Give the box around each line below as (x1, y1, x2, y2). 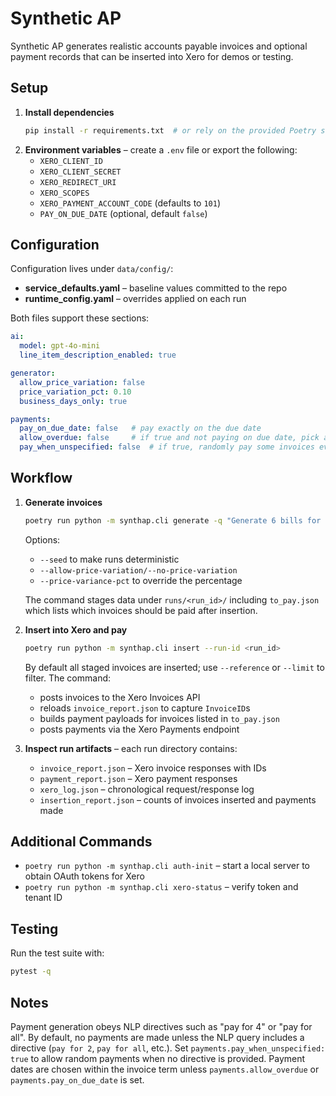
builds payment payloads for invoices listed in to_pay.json (39, 712, 280, 724)
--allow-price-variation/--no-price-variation (39, 565, 238, 576)
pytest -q (10, 967, 52, 977)
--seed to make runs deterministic (39, 553, 180, 565)
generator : (10, 368, 56, 379)
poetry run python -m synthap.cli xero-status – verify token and (24, 881, 299, 893)
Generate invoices (24, 496, 103, 508)
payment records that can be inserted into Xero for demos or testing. (10, 50, 294, 62)
